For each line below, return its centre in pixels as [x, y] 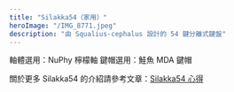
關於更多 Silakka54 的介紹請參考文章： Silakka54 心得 [106, 79]
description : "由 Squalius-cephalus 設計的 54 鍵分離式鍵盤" [117, 34]
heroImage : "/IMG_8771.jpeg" [63, 26]
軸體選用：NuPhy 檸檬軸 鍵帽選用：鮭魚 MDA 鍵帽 [101, 60]
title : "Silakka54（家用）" [58, 17]
